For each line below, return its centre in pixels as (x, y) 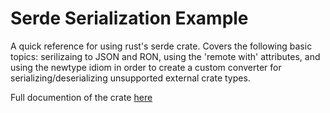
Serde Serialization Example (129, 18)
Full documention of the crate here (81, 97)
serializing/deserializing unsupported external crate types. (130, 78)
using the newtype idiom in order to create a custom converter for (146, 67)
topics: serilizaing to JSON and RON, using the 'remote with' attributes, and (165, 56)
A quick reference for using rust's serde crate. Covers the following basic (161, 46)
